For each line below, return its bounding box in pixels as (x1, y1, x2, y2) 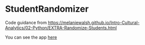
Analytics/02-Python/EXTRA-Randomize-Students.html (5, 24, 117, 30)
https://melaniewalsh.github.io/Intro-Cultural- (48, 20, 140, 25)
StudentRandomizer (5, 3, 89, 15)
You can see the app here (5, 34, 58, 40)
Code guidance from (5, 20, 47, 25)
